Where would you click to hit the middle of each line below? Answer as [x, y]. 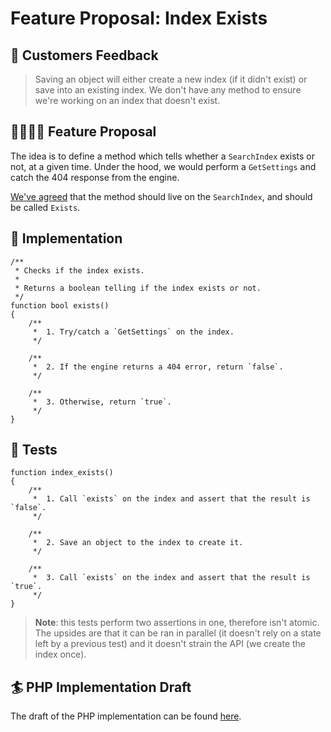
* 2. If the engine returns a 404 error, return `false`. [158, 367]
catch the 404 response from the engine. [95, 177]
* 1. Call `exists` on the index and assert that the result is [171, 499]
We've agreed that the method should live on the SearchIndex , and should [161, 196]
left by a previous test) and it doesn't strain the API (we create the [170, 644]
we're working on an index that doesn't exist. [127, 100]
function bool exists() [60, 305]
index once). [60, 654]
